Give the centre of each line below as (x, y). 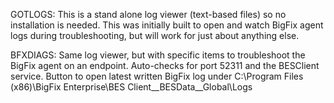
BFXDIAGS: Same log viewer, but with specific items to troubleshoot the (158, 55)
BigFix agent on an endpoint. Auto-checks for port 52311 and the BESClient (165, 65)
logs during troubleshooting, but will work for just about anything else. (155, 35)
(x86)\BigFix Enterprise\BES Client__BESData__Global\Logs (131, 87)
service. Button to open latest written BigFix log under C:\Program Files (157, 76)
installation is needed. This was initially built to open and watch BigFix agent (167, 25)
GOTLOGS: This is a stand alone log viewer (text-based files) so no (148, 14)
